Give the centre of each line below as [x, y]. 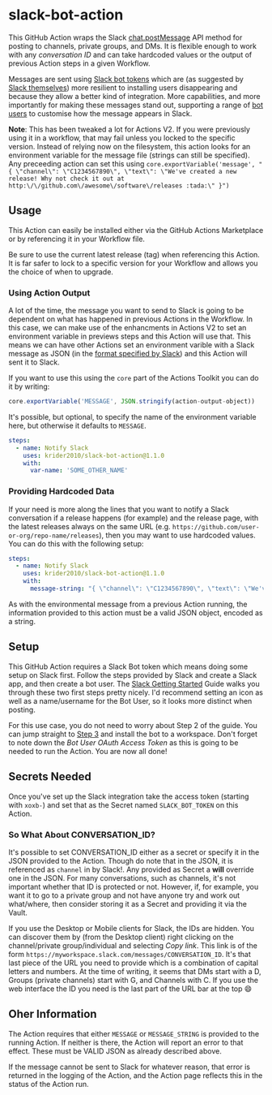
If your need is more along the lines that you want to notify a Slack [119, 509]
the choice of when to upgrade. [61, 272]
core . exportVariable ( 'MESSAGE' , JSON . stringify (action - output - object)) [132, 402]
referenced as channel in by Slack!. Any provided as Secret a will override [131, 869]
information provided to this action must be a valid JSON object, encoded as [136, 612]
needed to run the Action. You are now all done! [88, 751]
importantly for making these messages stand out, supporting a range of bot [136, 105]
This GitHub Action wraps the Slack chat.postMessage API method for [125, 37]
